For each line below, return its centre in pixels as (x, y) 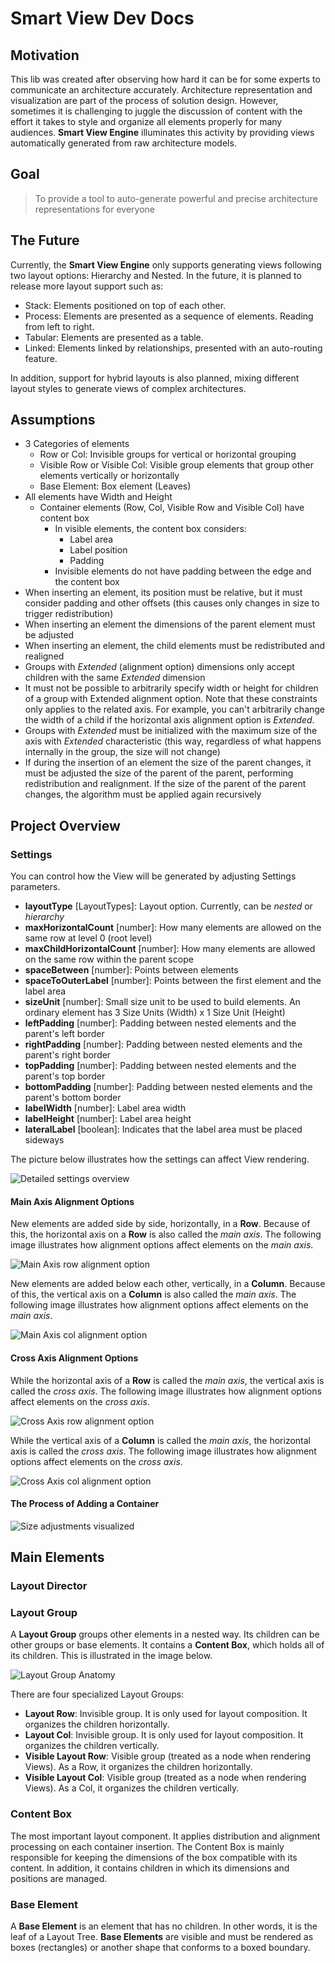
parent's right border (68, 1055)
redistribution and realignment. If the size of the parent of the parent (165, 784)
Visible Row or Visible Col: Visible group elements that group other (176, 465)
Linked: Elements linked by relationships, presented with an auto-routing (173, 348)
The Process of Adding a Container (85, 1504)
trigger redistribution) (69, 614)
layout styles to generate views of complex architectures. (128, 388)
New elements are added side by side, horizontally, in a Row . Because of (160, 1224)
